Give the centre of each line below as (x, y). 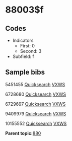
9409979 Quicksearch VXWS (36, 114)
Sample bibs (25, 72)
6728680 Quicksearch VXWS (36, 94)
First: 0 (27, 46)
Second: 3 (31, 51)
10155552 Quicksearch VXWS (36, 123)
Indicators (23, 40)
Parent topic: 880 (23, 133)
